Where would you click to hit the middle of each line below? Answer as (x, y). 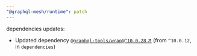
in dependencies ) (35, 46)
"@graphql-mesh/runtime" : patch (47, 12)
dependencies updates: (36, 29)
